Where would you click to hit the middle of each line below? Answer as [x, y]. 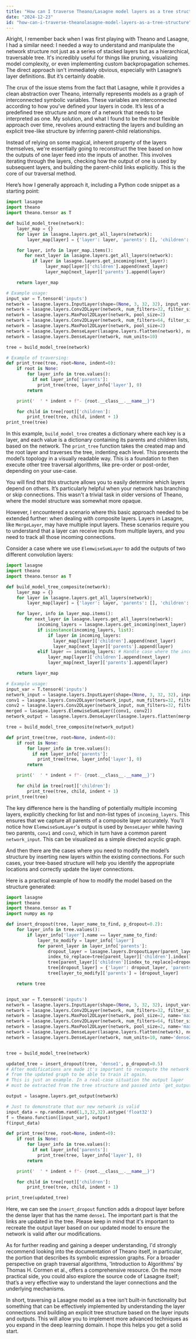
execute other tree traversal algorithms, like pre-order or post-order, [88, 465]
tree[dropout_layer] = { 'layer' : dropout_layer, [108, 968]
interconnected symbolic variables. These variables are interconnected [91, 100]
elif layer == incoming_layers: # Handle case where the [108, 652]
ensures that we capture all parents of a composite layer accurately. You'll [95, 820]
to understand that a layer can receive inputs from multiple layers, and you [95, 531]
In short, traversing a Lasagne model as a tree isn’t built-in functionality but [96, 1300]
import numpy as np [30, 914]
